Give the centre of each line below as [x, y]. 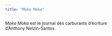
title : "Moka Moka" [25, 9]
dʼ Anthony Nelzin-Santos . [30, 28]
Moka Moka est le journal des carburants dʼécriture [56, 23]
